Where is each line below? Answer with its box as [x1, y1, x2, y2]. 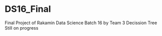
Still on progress [5, 25, 39, 31]
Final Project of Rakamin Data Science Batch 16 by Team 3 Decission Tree [5, 20, 157, 26]
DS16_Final [5, 3, 51, 15]
